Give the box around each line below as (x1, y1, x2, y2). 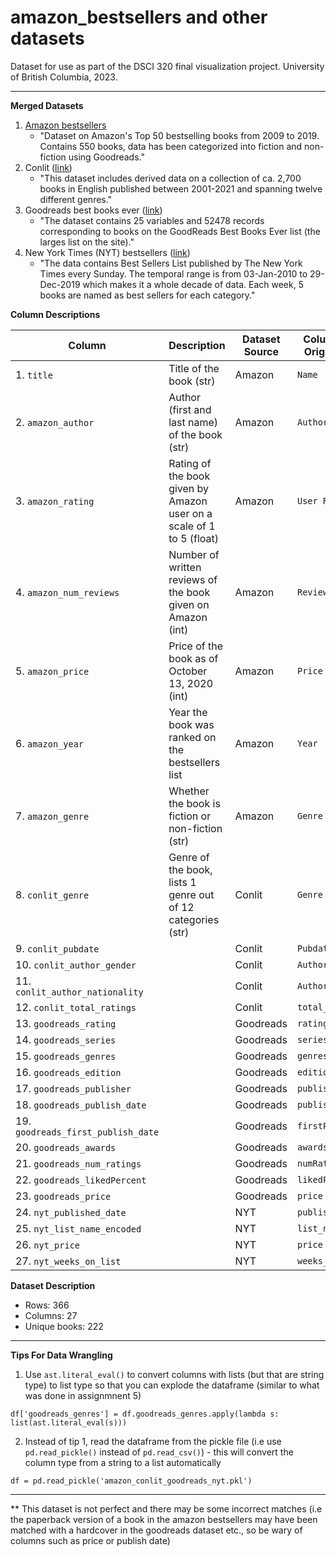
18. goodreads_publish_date (15, 1097, 147, 1111)
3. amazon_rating (15, 494, 95, 508)
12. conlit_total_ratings (15, 1000, 137, 1014)
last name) (168, 415, 219, 429)
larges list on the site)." (39, 236, 135, 248)
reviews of (168, 572, 218, 586)
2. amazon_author (15, 415, 95, 429)
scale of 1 (168, 519, 216, 533)
